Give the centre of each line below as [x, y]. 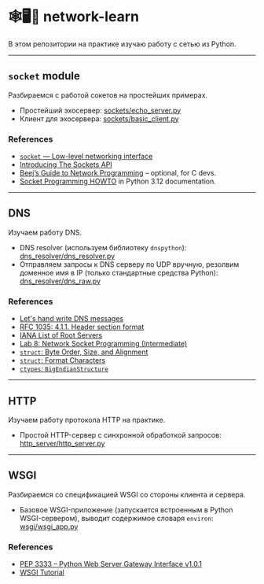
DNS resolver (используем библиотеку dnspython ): [103, 247]
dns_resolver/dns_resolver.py [67, 256]
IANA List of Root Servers [61, 335]
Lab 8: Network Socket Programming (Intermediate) [103, 344]
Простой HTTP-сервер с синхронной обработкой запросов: [120, 434]
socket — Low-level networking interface [86, 157]
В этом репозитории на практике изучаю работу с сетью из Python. [123, 44]
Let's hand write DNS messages [71, 319]
